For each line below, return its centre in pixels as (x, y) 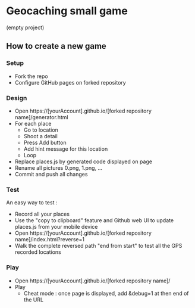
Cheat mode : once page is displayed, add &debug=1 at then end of (106, 293)
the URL (33, 300)
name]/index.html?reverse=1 (50, 239)
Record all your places (42, 214)
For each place (33, 123)
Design (17, 98)
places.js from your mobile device (56, 227)
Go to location (41, 130)
